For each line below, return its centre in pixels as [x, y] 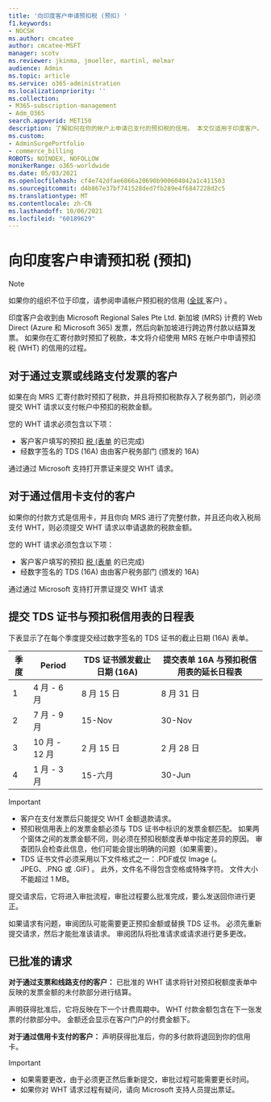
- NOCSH [21, 31]
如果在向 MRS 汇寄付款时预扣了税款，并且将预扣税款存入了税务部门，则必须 [135, 397]
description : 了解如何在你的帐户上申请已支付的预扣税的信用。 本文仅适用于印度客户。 [136, 128]
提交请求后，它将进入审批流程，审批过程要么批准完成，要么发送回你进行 [128, 896]
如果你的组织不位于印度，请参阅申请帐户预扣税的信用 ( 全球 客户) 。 [120, 300]
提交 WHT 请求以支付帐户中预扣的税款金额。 [83, 407]
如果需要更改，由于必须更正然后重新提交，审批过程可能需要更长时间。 [137, 1079]
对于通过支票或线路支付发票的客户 [93, 376]
